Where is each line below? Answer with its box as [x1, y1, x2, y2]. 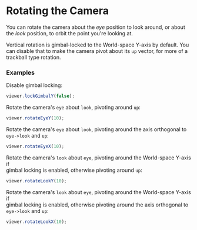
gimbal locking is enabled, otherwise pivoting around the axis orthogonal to [6, 201, 189, 208]
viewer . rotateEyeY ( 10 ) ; [6, 115, 65, 121]
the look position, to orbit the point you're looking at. [6, 29, 133, 36]
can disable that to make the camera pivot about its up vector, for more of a [6, 47, 188, 54]
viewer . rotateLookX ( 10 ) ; [6, 219, 67, 225]
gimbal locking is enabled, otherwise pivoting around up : [6, 166, 143, 174]
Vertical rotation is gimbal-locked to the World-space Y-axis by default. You [6, 41, 189, 48]
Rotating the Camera [6, 4, 109, 18]
